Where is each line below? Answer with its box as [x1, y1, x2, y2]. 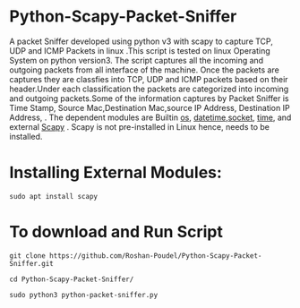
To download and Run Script [9, 222, 224, 243]
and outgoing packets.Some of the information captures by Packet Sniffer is [9, 92, 289, 104]
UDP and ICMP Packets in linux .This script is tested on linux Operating [9, 45, 270, 56]
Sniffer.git [9, 259, 54, 268]
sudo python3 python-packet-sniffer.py [9, 290, 159, 299]
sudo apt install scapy [9, 192, 99, 201]
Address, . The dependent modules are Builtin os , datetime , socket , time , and [9, 112, 292, 123]
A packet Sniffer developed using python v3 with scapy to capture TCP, [9, 36, 273, 47]
